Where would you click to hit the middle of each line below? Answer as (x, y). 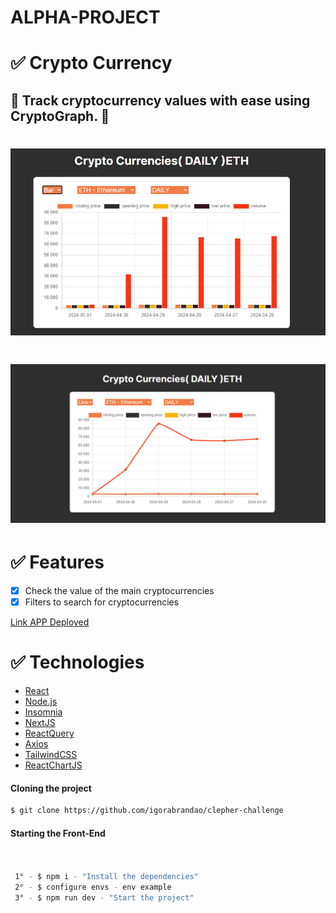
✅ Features (57, 562)
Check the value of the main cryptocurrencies (119, 590)
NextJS (40, 722)
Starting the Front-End (58, 833)
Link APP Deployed (50, 622)
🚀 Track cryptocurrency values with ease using (160, 100)
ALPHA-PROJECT (85, 17)
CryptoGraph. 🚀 (60, 116)
